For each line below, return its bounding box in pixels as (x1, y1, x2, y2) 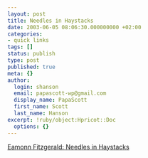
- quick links (7, 37, 50, 44)
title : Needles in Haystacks (7, 17, 94, 24)
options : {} (14, 122, 50, 130)
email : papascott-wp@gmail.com (14, 90, 107, 97)
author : (7, 76, 31, 84)
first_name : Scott (14, 103, 69, 110)
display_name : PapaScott (14, 97, 88, 104)
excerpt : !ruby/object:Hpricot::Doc (7, 116, 116, 123)
